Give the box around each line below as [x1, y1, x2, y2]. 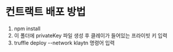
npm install [13, 25, 41, 32]
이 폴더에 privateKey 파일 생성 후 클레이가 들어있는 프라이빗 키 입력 [13, 32, 168, 39]
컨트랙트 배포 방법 [5, 5, 86, 19]
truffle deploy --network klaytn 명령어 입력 [13, 39, 115, 46]
